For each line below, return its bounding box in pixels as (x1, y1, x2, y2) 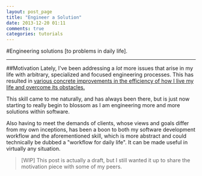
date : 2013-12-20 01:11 (6, 20, 66, 26)
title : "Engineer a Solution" (6, 14, 82, 20)
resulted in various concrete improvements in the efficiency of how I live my (6, 77, 194, 84)
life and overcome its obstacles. (6, 84, 85, 91)
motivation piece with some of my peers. (20, 163, 122, 171)
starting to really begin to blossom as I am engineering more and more (6, 102, 180, 109)
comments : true (6, 25, 44, 32)
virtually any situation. (6, 145, 61, 153)
